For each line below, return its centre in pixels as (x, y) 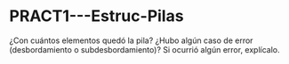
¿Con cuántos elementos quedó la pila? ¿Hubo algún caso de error (131, 40)
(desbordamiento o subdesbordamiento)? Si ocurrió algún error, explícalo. (144, 49)
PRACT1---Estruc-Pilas (96, 16)
